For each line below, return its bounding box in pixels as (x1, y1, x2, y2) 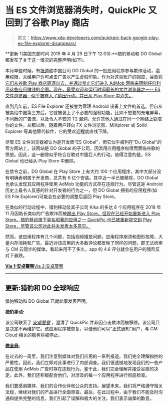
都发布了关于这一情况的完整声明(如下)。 (5, 57, 87, 63)
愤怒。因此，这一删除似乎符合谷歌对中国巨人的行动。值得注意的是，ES (5, 151, 151, 157)
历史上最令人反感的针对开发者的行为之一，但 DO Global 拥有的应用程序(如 (5, 187, 157, 193)
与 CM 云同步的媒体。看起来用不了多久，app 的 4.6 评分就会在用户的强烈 (5, 246, 156, 252)
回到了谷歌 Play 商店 (5, 17, 89, 29)
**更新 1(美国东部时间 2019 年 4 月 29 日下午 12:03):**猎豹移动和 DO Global (5, 51, 162, 57)
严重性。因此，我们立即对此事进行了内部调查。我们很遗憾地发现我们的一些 (5, 359, 158, 365)
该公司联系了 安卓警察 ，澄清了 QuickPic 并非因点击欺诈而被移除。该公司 (5, 319, 156, 325)
